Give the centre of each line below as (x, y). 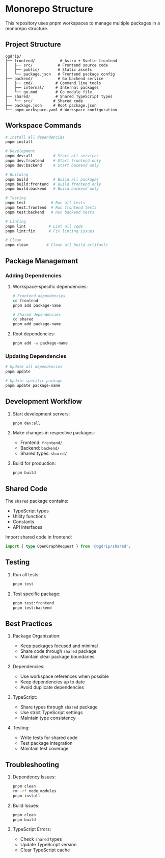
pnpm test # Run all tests (45, 203)
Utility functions (29, 517)
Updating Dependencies (36, 356)
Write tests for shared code (49, 738)
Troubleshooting (32, 764)
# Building (17, 175)
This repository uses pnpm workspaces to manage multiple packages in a (83, 23)
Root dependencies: (34, 334)
